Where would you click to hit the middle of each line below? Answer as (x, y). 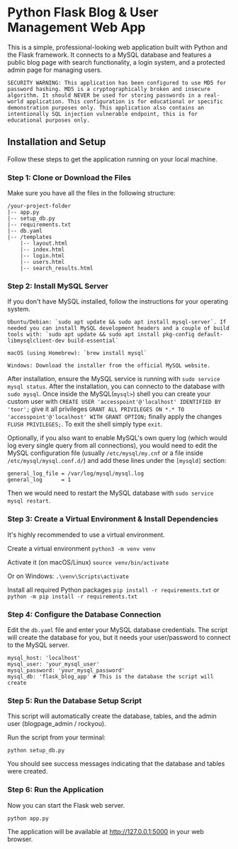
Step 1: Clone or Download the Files (69, 177)
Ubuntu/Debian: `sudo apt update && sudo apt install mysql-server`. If (117, 322)
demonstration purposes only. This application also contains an (106, 107)
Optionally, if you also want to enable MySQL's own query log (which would (117, 438)
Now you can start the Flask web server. (66, 805)
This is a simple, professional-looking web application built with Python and (118, 47)
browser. (20, 839)
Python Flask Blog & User (83, 12)
